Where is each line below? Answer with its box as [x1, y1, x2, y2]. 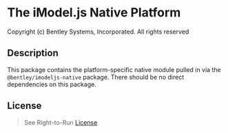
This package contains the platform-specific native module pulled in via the [7, 65, 222, 73]
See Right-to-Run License [23, 118, 98, 126]
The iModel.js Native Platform [7, 5, 181, 21]
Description [7, 47, 59, 59]
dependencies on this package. [7, 80, 96, 88]
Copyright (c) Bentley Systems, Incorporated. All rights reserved [7, 27, 189, 36]
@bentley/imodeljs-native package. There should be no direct [7, 73, 185, 81]
